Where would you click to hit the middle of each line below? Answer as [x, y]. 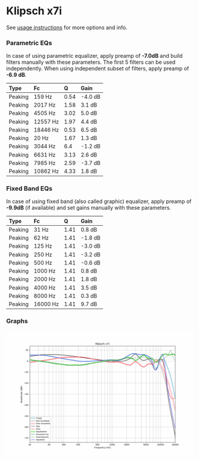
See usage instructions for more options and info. [67, 27]
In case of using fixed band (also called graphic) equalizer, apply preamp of [99, 201]
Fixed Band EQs [29, 188]
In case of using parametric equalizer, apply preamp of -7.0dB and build [94, 56]
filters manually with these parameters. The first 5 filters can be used [91, 62]
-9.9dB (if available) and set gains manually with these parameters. [89, 208]
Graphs [17, 321]
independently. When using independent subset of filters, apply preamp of [98, 68]
